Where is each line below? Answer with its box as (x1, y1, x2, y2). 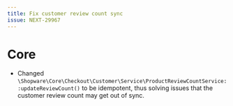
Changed (17, 69, 44, 78)
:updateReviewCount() (17, 85, 80, 92)
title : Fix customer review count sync (7, 10, 123, 17)
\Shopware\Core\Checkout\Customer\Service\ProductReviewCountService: (17, 78, 227, 85)
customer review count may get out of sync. (17, 91, 145, 100)
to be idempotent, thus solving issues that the (81, 84, 213, 92)
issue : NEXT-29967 (7, 17, 61, 24)
